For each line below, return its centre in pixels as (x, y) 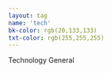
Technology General (41, 60)
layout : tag (28, 15)
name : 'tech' (30, 23)
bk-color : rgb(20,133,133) (53, 30)
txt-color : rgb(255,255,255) (56, 38)
